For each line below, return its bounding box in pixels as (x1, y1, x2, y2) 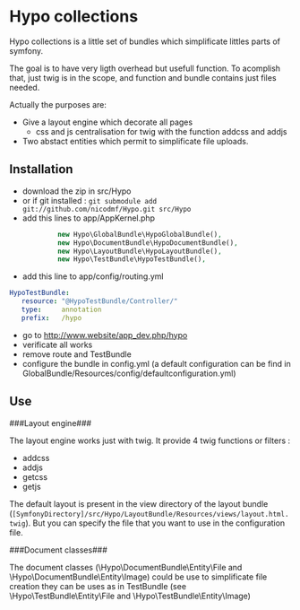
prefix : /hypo (21, 313, 82, 322)
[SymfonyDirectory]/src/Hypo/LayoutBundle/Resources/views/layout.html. (12, 510, 289, 518)
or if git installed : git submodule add (21, 195, 158, 205)
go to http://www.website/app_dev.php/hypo (21, 329, 188, 340)
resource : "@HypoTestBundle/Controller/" (21, 297, 178, 306)
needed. (9, 82, 40, 92)
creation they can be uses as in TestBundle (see (9, 580, 186, 591)
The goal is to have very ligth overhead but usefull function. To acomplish (9, 63, 280, 74)
